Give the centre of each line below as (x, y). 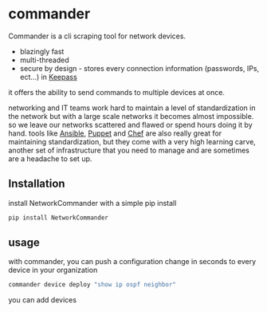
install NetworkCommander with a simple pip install (92, 203)
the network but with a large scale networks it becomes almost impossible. (131, 116)
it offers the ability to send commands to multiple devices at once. (117, 92)
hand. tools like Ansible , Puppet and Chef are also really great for (115, 133)
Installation (37, 184)
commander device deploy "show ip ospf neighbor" (92, 285)
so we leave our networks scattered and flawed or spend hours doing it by (130, 124)
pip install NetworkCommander (59, 217)
